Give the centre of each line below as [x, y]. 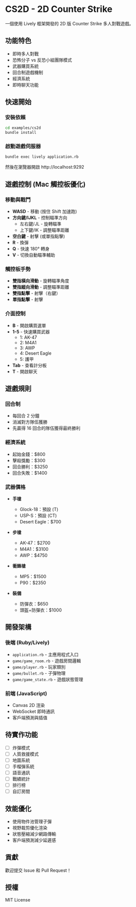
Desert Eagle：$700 [40, 521]
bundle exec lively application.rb [42, 157]
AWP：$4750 [34, 555]
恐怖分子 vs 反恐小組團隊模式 [42, 60]
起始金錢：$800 [29, 454]
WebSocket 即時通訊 [34, 711]
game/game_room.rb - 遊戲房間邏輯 [46, 661]
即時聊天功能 [25, 85]
